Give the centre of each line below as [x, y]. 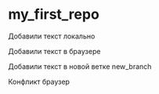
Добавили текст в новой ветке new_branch [80, 66]
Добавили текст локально [52, 36]
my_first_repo [54, 14]
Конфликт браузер [39, 81]
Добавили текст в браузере [54, 51]
